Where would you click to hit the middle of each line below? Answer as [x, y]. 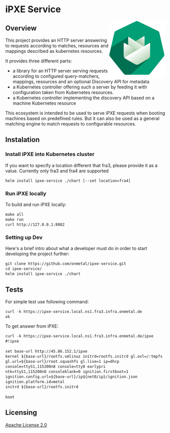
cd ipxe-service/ [24, 269]
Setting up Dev [24, 237]
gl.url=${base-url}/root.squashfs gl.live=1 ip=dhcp [62, 362]
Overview [21, 28]
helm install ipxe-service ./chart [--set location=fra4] [68, 181]
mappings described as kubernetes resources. [54, 51]
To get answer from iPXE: [32, 326]
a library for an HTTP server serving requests [60, 71]
